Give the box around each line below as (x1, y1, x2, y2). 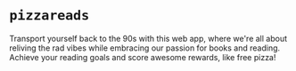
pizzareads (9, 7, 90, 24)
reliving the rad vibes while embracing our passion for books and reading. (9, 43, 281, 53)
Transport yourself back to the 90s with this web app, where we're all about (9, 33, 288, 43)
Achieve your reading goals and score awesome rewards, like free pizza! (9, 51, 276, 62)
